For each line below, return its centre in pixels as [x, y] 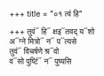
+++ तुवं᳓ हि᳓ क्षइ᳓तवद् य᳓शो [52, 31]
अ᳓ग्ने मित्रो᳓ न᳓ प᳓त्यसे [43, 41]
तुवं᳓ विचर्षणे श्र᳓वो [34, 51]
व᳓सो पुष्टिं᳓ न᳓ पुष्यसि [40, 61]
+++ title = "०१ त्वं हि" [46, 14]
